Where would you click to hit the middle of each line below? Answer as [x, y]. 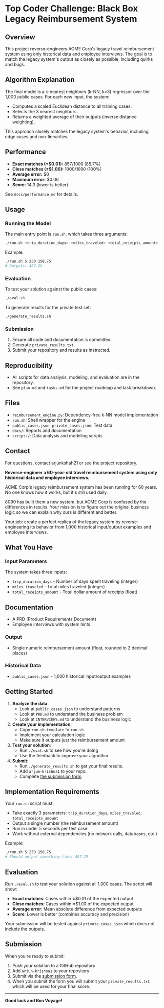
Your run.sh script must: [30, 803]
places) [20, 653]
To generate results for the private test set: [48, 308]
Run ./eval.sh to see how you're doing [59, 750]
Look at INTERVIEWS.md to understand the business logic [75, 719]
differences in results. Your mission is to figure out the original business [77, 507]
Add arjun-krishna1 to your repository [51, 971]
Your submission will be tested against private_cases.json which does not [80, 924]
